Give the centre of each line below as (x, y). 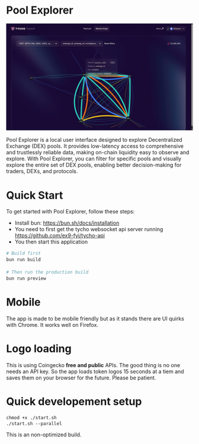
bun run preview (26, 278)
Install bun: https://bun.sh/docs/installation (67, 223)
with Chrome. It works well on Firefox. (52, 325)
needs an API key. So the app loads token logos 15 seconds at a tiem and (95, 371)
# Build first (24, 254)
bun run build (24, 260)
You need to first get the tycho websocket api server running (89, 229)
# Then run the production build (47, 272)
